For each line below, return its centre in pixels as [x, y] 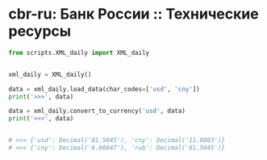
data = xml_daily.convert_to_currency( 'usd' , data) [97, 111]
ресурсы [40, 31]
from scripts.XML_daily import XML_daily [79, 53]
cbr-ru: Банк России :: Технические [134, 14]
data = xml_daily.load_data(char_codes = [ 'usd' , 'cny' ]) [104, 89]
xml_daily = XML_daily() [50, 74]
